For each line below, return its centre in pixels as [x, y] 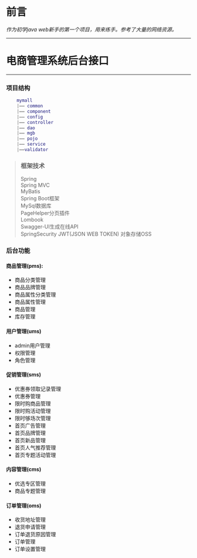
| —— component [34, 111]
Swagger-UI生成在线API [50, 227]
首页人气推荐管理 [35, 448]
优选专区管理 [30, 483]
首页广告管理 [30, 425]
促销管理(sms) [24, 375]
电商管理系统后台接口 [58, 61]
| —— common [30, 106]
